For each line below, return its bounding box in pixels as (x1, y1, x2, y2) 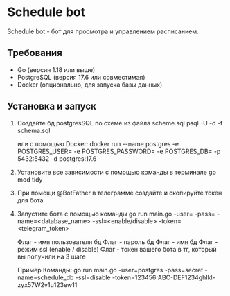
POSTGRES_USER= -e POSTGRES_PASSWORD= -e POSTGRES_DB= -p (17, 147, 221, 155)
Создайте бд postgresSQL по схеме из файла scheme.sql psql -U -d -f (17, 119, 223, 127)
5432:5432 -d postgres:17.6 (17, 154, 97, 163)
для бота (17, 195, 44, 204)
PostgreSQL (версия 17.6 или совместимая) (17, 73, 145, 81)
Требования (7, 47, 62, 59)
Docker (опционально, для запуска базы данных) (17, 80, 163, 89)
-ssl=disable (75, 273, 111, 281)
